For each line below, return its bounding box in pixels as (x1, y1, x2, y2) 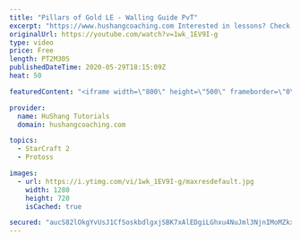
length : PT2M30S (9, 54, 70, 63)
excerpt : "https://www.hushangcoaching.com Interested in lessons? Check (9, 21, 291, 30)
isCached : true (25, 202, 82, 211)
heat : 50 (9, 71, 42, 80)
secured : (9, 218, 42, 228)
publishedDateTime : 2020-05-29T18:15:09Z (9, 63, 167, 72)
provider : (9, 104, 47, 112)
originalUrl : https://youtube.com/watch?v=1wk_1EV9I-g (9, 29, 219, 38)
